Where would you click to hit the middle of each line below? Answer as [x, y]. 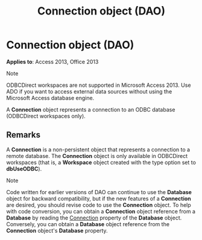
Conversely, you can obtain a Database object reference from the [88, 224]
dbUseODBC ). [24, 169]
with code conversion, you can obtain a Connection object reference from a [101, 211]
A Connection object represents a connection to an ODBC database [91, 109]
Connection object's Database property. [57, 230]
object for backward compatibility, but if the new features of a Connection [99, 198]
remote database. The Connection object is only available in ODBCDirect [97, 156]
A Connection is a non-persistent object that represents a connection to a [98, 150]
